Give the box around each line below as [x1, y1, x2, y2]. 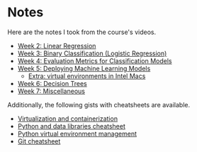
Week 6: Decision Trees [17, 79, 87, 87]
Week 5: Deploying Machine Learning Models [17, 64, 151, 72]
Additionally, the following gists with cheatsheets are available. [7, 100, 190, 109]
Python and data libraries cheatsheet [17, 121, 126, 130]
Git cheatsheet [17, 136, 61, 146]
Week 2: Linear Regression [17, 41, 96, 50]
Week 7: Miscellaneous [17, 87, 85, 95]
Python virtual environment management [17, 129, 137, 138]
